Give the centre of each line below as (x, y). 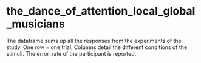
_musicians (36, 24)
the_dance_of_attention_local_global (101, 11)
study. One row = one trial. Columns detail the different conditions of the (97, 47)
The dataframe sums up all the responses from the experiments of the (94, 41)
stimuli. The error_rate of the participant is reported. (71, 53)
